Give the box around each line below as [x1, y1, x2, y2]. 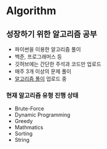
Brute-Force [14, 105, 44, 112]
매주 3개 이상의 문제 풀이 [14, 68, 72, 75]
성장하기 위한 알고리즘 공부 [6, 29, 97, 39]
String [14, 137, 30, 144]
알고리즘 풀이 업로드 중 [14, 75, 67, 82]
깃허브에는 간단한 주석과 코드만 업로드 [14, 61, 102, 67]
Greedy [14, 118, 34, 125]
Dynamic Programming [14, 111, 71, 118]
